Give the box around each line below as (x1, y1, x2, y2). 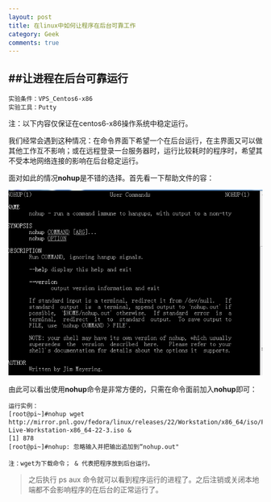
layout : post (8, 13, 52, 21)
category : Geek (8, 30, 60, 38)
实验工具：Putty (8, 103, 57, 112)
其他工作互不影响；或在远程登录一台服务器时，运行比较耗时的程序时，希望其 (8, 146, 263, 156)
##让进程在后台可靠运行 (8, 71, 129, 85)
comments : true (8, 39, 60, 47)
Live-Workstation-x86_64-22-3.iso (8, 426, 125, 435)
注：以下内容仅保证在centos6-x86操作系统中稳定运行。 (8, 119, 193, 128)
